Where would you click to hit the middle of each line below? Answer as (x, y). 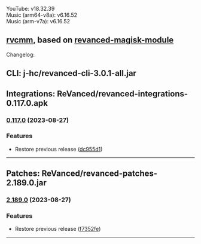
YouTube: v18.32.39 (31, 9)
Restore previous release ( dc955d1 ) (59, 149)
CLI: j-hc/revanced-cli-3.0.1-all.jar (71, 73)
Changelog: (20, 54)
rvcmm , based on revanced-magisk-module (90, 40)
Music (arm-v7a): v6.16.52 (38, 21)
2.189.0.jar (26, 183)
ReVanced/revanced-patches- (99, 174)
